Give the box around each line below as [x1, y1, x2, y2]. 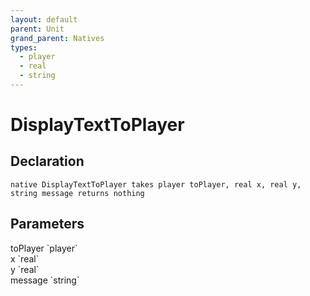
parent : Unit [10, 24, 65, 34]
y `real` [10, 263, 40, 275]
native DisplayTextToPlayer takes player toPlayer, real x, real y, [10, 179, 302, 190]
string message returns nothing [10, 188, 145, 198]
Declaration [10, 153, 85, 170]
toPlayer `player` [10, 242, 78, 254]
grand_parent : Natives [10, 33, 105, 43]
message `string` [10, 274, 80, 286]
